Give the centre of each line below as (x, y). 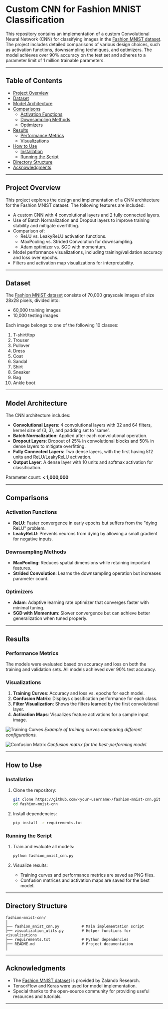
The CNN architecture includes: (38, 415)
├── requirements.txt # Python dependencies (67, 939)
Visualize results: (30, 865)
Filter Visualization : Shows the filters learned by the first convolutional (86, 704)
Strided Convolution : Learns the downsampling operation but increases (87, 573)
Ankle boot (24, 383)
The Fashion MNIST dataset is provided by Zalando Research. (76, 980)
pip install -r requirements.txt (48, 823)
